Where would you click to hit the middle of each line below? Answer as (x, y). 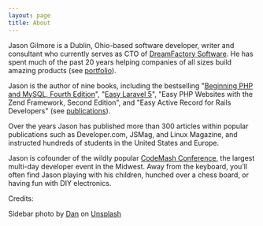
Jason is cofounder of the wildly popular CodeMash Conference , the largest (131, 157)
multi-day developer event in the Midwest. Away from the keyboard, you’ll (128, 166)
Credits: (21, 198)
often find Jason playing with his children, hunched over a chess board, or (129, 175)
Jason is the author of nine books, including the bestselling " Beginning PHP (131, 85)
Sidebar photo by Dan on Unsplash (65, 213)
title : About (30, 23)
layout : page (30, 15)
